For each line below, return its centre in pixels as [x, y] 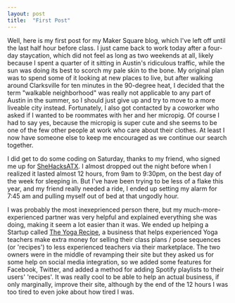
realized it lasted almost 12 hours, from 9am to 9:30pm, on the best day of [114, 174]
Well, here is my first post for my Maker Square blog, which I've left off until [116, 40]
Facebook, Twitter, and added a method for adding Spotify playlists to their [116, 269]
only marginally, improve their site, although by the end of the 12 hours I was [118, 284]
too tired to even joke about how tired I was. [71, 292]
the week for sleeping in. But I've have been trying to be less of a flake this [115, 181]
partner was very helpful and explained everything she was [131, 217]
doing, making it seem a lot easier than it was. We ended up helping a [108, 224]
